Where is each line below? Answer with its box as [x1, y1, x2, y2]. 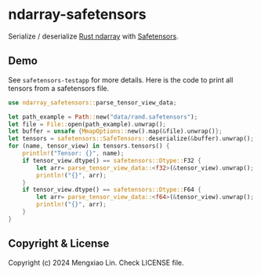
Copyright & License [8, 237, 110, 251]
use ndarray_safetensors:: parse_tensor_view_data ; [8, 98, 177, 107]
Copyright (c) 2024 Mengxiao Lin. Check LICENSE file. [8, 258, 184, 267]
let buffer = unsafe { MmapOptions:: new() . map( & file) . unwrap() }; [8, 127, 223, 135]
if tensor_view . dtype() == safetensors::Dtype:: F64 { [22, 186, 201, 194]
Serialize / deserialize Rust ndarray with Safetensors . [8, 31, 179, 41]
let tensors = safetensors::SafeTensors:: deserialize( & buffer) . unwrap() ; [8, 135, 255, 143]
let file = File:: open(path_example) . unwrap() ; [8, 120, 167, 128]
